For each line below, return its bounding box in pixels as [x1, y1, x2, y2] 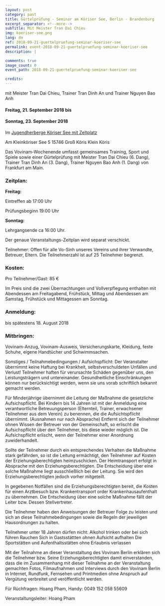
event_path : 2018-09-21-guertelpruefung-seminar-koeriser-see [5, 67, 137, 72]
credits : [5, 76, 23, 81]
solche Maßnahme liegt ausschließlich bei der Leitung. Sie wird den [5, 468, 144, 474]
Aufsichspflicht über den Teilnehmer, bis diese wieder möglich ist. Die [5, 427, 148, 433]
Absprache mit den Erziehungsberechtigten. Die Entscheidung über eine [5, 463, 153, 469]
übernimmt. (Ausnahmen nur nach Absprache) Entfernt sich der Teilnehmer [5, 416, 160, 422]
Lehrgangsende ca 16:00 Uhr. [5, 227, 66, 233]
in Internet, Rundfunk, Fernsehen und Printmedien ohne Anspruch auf [5, 571, 148, 577]
